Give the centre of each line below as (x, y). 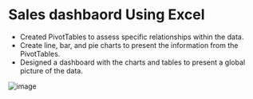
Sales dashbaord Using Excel (107, 15)
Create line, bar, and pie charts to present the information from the (129, 45)
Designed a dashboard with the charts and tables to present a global (132, 62)
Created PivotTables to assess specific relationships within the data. (132, 37)
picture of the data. (51, 70)
